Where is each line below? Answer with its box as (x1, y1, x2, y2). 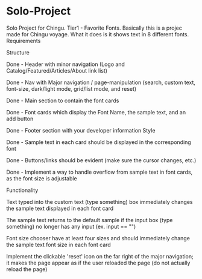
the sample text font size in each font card (6, 241, 112, 248)
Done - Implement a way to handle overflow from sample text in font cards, (6, 168, 193, 176)
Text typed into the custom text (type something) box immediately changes (6, 198, 193, 205)
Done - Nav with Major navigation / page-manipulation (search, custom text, (6, 79, 196, 86)
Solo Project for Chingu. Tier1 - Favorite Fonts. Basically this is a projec (6, 24, 182, 31)
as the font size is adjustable (6, 174, 77, 182)
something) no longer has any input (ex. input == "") (6, 223, 136, 230)
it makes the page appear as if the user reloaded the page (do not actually (6, 259, 191, 266)
